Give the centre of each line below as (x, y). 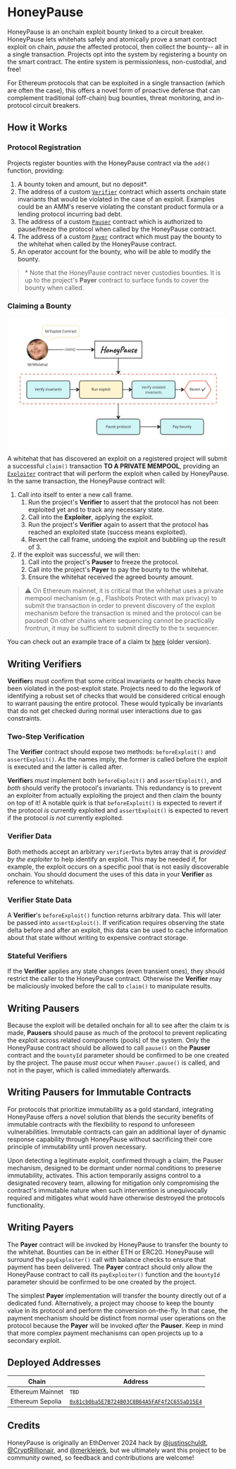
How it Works (37, 128)
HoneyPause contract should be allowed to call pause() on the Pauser (109, 1048)
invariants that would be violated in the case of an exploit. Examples (116, 199)
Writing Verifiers (45, 664)
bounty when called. (54, 287)
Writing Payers (41, 1228)
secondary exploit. (34, 1340)
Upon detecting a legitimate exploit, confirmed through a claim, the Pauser (116, 1160)
